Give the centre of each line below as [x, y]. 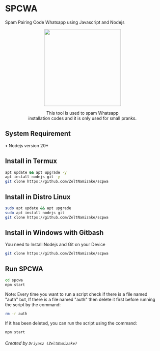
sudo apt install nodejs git [35, 213]
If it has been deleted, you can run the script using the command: [71, 323]
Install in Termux [31, 161]
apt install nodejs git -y [33, 177]
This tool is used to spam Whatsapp [82, 113]
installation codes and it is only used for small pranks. [82, 118]
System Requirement [38, 134]
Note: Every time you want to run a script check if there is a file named [76, 294]
